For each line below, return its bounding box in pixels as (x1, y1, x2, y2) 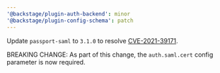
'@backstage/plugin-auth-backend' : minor (6, 10, 131, 18)
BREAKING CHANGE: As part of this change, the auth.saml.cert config (6, 50, 214, 59)
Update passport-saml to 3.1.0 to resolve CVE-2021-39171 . (6, 36, 178, 45)
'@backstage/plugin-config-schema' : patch (6, 17, 134, 24)
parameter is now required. (6, 57, 86, 66)
